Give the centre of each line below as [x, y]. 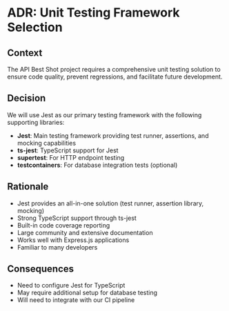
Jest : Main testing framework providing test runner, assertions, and [113, 135]
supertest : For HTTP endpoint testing [71, 157]
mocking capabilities [47, 143]
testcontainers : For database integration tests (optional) [97, 165]
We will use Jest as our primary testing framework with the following [104, 114]
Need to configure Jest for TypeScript [71, 285]
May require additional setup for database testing [87, 293]
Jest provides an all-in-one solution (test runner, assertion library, [110, 203]
